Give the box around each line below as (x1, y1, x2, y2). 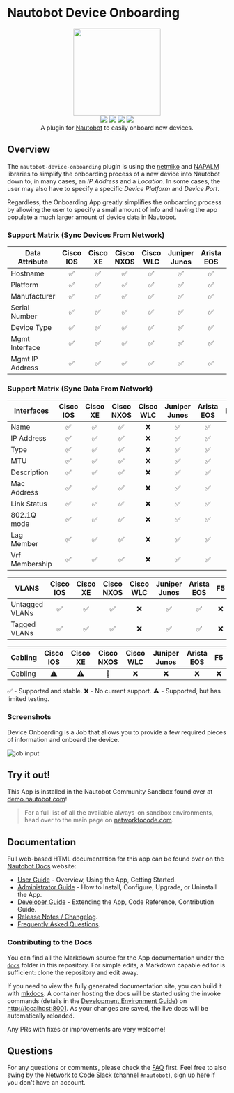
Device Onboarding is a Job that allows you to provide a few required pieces (7, 728, 226, 737)
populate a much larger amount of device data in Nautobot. (7, 213, 177, 221)
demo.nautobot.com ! (7, 795, 68, 804)
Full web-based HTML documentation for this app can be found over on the (7, 854, 224, 863)
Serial (10, 303, 30, 312)
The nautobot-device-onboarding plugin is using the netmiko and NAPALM (7, 162, 219, 170)
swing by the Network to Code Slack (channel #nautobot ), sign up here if (7, 1071, 216, 1079)
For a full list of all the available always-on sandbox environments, (24, 808, 214, 817)
